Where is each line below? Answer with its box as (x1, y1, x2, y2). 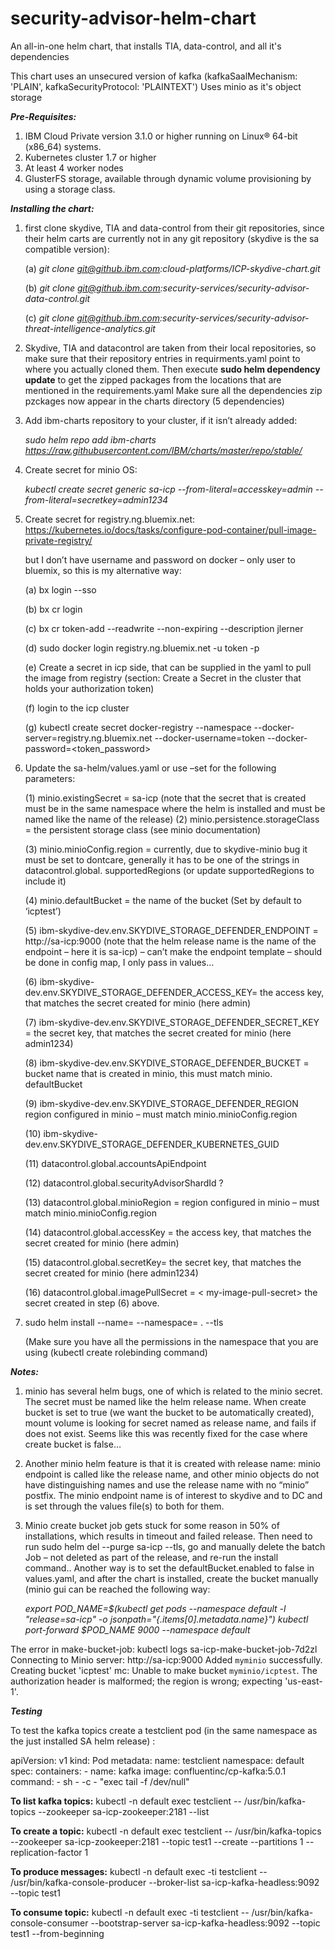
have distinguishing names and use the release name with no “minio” (24, 1478, 310, 1491)
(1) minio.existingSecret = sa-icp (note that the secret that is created (24, 792, 307, 804)
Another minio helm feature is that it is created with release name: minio (24, 1457, 321, 1469)
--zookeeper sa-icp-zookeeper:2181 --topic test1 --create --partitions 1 (10, 1835, 304, 1847)
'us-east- (284, 1675, 323, 1687)
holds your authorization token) (24, 682, 155, 694)
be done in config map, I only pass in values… (24, 956, 215, 968)
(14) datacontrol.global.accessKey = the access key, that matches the (24, 1226, 312, 1238)
